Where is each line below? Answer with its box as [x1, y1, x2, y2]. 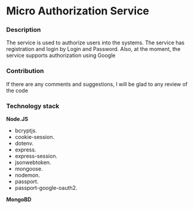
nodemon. [14, 172, 41, 179]
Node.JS [6, 116, 29, 123]
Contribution [6, 67, 44, 75]
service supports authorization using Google [6, 52, 116, 59]
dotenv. [14, 140, 34, 147]
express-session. [14, 153, 58, 160]
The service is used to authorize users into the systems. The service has [6, 39, 185, 46]
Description [6, 26, 41, 34]
